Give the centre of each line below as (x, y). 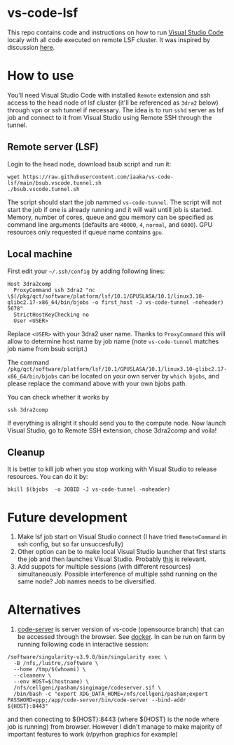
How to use (41, 76)
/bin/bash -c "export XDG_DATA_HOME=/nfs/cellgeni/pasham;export (111, 694)
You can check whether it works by (58, 397)
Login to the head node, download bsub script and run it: (89, 164)
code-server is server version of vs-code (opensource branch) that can (121, 629)
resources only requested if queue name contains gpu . (85, 232)
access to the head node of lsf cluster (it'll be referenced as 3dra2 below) (113, 103)
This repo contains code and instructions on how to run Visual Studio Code (116, 32)
